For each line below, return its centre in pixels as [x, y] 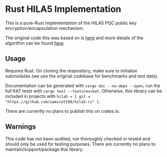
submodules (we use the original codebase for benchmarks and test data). [82, 76]
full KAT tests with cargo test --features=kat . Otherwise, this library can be [84, 91]
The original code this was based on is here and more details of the [74, 38]
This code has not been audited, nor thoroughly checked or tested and [78, 139]
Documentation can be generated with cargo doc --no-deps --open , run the [83, 85]
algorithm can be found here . [35, 43]
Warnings [21, 127]
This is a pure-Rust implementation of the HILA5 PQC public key [71, 23]
